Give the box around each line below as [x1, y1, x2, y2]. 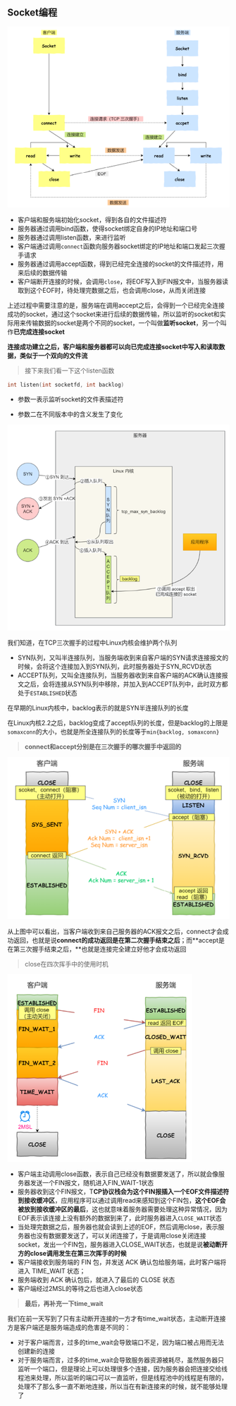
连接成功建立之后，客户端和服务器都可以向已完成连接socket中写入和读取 [7, 343, 219, 351]
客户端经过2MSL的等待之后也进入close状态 [17, 1285, 143, 1293]
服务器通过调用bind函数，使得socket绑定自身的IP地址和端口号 [17, 224, 198, 233]
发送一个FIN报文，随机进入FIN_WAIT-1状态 [30, 1179, 154, 1187]
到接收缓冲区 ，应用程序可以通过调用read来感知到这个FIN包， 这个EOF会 [17, 1196, 226, 1205]
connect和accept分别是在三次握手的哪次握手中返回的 [24, 742, 182, 751]
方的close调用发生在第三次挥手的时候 [17, 1249, 127, 1258]
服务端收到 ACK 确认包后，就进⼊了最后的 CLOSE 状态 [17, 1275, 175, 1284]
